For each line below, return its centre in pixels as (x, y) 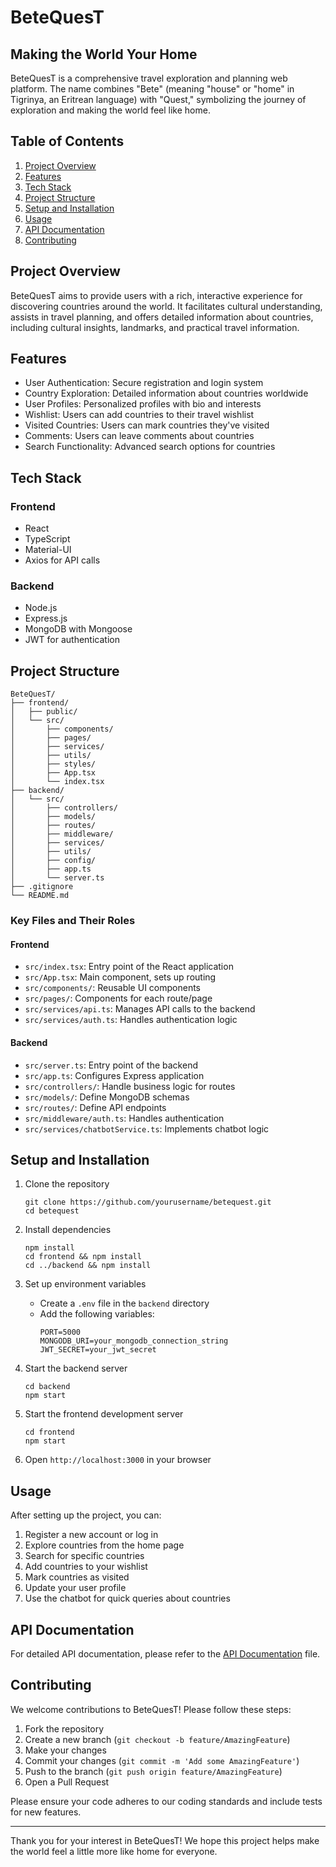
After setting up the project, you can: (86, 1515)
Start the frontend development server (104, 1414)
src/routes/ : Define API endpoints (95, 1107)
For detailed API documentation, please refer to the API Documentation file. (165, 1654)
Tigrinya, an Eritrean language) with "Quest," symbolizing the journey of (158, 99)
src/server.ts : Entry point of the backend (111, 1065)
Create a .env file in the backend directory (124, 1303)
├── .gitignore (42, 887)
